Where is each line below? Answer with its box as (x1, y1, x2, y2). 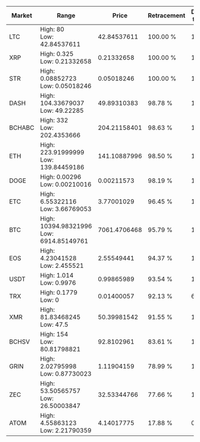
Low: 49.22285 (40, 107, 85, 115)
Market (11, 11, 33, 20)
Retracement (148, 11, 186, 20)
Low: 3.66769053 (40, 205, 92, 213)
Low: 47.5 (40, 320, 68, 329)
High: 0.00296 (40, 173, 82, 181)
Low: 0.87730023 (40, 370, 92, 378)
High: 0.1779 (40, 289, 78, 296)
